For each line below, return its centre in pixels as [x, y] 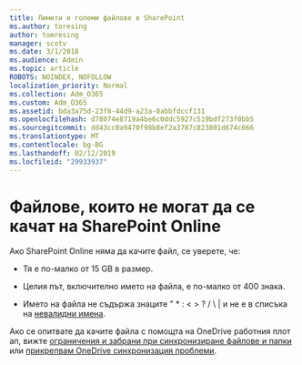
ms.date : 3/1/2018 [44, 52]
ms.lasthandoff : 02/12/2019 [63, 153]
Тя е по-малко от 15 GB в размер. [88, 269]
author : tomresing [44, 35]
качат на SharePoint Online [115, 226]
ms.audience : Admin [46, 60]
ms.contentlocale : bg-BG [56, 145]
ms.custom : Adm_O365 [49, 102]
